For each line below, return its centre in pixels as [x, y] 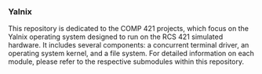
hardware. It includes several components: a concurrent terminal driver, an [129, 45]
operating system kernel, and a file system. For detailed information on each [131, 54]
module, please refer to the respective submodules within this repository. [126, 62]
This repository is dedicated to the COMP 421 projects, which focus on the [129, 29]
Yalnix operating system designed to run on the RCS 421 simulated [116, 37]
